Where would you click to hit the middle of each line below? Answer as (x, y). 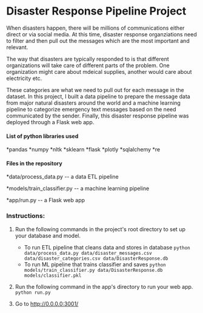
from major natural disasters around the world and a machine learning (93, 103)
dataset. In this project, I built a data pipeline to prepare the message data (98, 96)
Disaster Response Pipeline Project (96, 11)
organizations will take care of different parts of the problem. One (88, 65)
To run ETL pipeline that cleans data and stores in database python (107, 247)
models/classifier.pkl (53, 275)
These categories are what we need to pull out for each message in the (95, 90)
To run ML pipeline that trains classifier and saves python (95, 264)
